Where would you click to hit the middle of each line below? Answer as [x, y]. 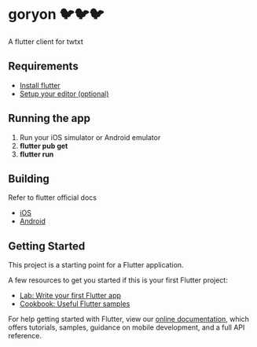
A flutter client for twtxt [46, 41]
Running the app [49, 118]
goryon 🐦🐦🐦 [56, 15]
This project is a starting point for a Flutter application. [96, 265]
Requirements [43, 66]
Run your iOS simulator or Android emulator [90, 137]
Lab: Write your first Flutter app [70, 296]
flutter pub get [44, 146]
